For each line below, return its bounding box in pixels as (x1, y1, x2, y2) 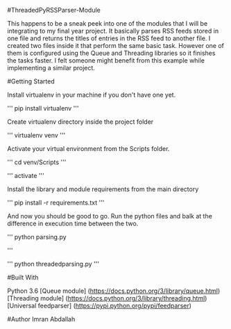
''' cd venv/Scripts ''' (7, 158, 67, 166)
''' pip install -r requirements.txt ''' (7, 198, 105, 207)
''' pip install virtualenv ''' (7, 104, 79, 112)
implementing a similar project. (7, 64, 96, 72)
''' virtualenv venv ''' (7, 131, 66, 139)
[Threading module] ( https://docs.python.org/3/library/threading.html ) (7, 294, 207, 302)
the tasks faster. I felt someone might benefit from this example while (7, 56, 205, 65)
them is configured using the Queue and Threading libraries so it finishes (7, 49, 216, 57)
